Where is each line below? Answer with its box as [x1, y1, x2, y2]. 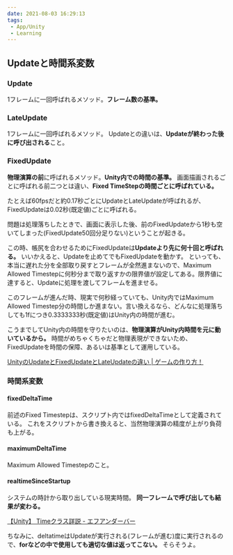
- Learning [10, 29, 42, 37]
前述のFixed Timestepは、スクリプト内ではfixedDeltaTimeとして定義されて [7, 410, 223, 419]
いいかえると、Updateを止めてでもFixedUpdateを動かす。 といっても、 [20, 252, 225, 260]
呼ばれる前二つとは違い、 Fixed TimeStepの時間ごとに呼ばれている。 [19, 182, 218, 190]
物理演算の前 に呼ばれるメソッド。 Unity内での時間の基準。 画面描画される [7, 173, 220, 181]
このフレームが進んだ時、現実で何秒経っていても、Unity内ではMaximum [7, 293, 214, 302]
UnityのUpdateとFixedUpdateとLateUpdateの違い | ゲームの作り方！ [7, 357, 204, 366]
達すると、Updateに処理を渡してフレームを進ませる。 [7, 278, 162, 286]
